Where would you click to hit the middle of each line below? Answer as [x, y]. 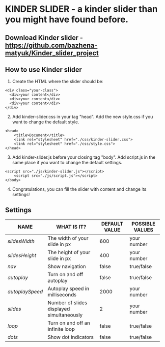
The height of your [69, 253]
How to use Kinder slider [43, 70]
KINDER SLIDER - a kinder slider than [82, 9]
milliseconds [62, 295]
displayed [59, 309]
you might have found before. [67, 19]
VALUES [143, 230]
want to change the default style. [46, 122]
